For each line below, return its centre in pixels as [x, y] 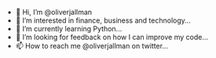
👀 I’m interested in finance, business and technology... [103, 20]
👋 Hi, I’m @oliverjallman [54, 12]
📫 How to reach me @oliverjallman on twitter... [92, 46]
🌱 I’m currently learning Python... [69, 29]
